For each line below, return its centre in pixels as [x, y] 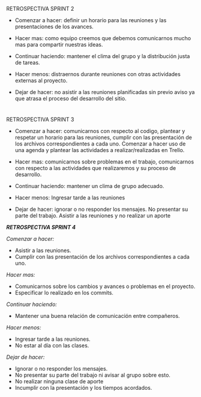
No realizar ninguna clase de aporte [59, 381]
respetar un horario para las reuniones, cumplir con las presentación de [103, 138]
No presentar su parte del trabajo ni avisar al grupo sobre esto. [93, 375]
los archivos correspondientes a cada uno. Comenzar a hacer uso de [100, 144]
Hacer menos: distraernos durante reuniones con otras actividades [98, 74]
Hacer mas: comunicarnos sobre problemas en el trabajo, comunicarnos [104, 162]
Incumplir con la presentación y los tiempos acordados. [83, 388]
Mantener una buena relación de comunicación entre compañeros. [97, 316]
